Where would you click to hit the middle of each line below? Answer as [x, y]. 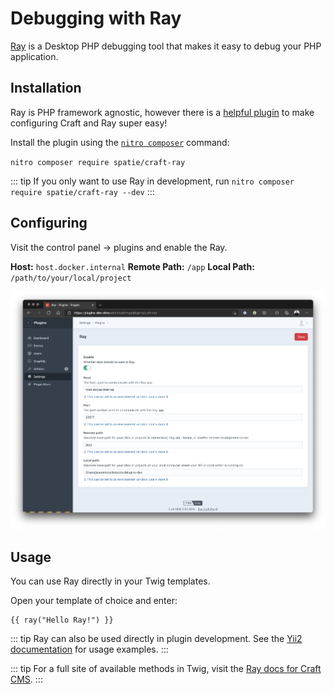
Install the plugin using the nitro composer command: [120, 142]
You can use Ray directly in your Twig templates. [110, 581]
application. [34, 56]
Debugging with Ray [96, 18]
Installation [46, 88]
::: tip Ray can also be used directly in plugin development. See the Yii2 [156, 639]
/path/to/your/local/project [71, 278]
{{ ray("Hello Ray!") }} [62, 620]
